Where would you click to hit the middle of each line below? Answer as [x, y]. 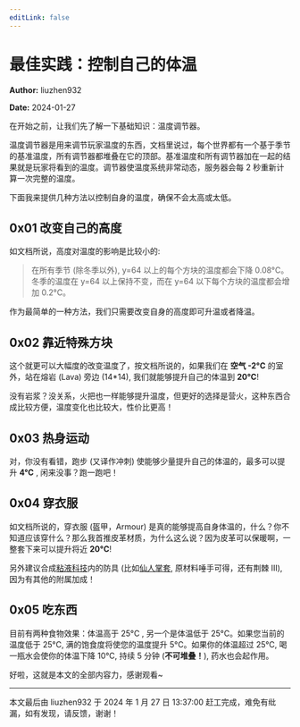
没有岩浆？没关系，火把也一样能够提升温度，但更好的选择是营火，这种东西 [146, 396]
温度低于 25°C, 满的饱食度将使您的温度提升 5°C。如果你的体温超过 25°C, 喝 [148, 644]
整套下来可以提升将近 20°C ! [61, 549]
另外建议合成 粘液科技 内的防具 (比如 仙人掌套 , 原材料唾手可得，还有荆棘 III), [146, 568]
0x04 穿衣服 [44, 503]
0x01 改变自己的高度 [66, 228]
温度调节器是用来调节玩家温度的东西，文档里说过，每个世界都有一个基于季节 [150, 145]
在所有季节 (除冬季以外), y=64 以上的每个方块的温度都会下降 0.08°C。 [160, 270]
